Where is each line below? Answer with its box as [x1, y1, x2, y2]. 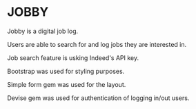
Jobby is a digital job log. [7, 27, 79, 35]
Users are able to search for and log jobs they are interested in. [7, 40, 187, 48]
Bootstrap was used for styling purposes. [7, 67, 125, 75]
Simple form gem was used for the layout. [7, 80, 126, 88]
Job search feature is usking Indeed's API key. [7, 53, 139, 62]
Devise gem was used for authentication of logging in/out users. [7, 94, 190, 102]
